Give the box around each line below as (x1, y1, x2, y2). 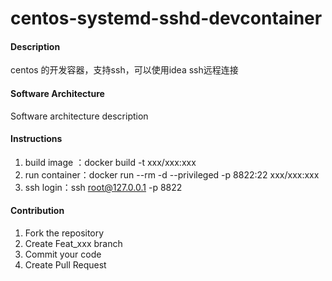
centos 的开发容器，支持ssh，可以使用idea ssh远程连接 (10, 64, 239, 76)
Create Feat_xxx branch (24, 238, 123, 249)
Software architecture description (10, 110, 149, 122)
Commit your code (24, 248, 102, 260)
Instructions (10, 133, 63, 145)
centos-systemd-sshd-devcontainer (10, 7, 323, 30)
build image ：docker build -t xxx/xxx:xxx (24, 156, 197, 168)
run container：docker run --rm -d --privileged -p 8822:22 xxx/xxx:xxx (24, 168, 320, 181)
